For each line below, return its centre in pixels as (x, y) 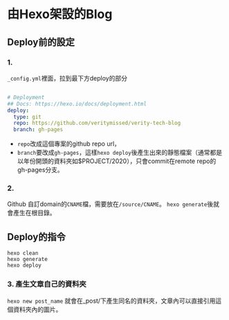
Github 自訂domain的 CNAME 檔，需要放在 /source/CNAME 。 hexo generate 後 (110, 204)
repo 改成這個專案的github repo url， (69, 144)
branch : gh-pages (38, 130)
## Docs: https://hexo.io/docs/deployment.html (77, 104)
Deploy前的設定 (41, 42)
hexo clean (23, 253)
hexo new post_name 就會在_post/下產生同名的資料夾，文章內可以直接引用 (111, 301)
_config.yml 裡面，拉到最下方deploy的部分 (67, 78)
